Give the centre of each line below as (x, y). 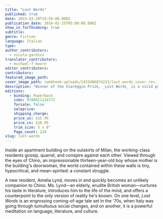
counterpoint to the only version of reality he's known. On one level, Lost (78, 196)
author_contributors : (27, 50)
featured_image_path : (27, 77)
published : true (21, 14)
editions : (15, 91)
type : (10, 46)
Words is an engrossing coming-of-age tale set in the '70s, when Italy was (79, 201)
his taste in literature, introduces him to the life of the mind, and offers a (76, 191)
